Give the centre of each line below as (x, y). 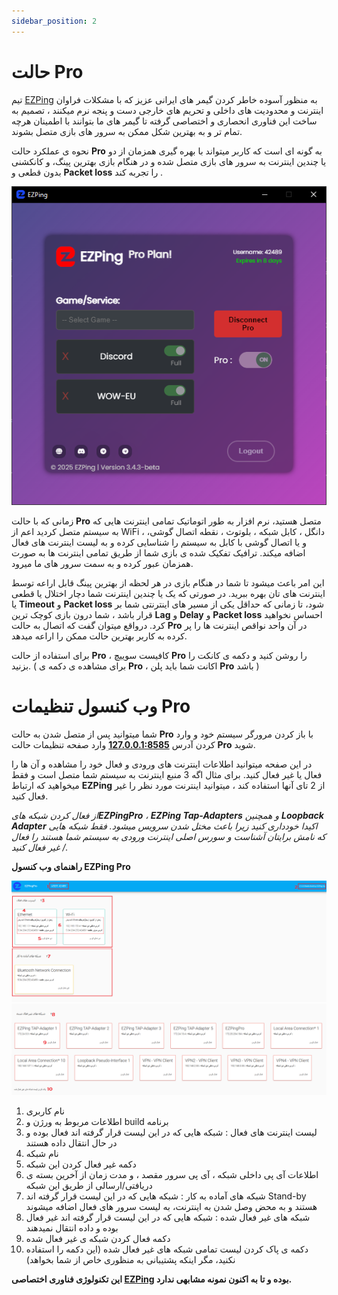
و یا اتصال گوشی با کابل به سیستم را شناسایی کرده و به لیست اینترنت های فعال (159, 542)
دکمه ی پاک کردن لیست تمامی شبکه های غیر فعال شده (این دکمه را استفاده (167, 1249)
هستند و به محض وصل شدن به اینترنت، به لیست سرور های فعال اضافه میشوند (171, 1206)
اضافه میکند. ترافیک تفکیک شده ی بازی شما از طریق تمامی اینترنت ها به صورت (158, 552)
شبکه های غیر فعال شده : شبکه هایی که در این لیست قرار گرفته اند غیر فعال (168, 1217)
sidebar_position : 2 (54, 21)
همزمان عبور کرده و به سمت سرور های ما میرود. (102, 563)
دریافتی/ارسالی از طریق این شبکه (89, 1185)
